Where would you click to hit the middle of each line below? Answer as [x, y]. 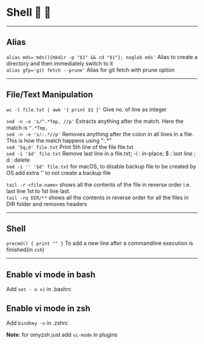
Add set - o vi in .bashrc [39, 289]
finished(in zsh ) [25, 250]
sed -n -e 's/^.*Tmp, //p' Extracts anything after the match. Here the [95, 121]
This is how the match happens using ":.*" [59, 140]
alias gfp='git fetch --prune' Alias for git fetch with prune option [90, 70]
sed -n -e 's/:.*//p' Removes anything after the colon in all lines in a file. [100, 134]
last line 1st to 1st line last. [39, 191]
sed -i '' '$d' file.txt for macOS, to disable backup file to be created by [101, 166]
